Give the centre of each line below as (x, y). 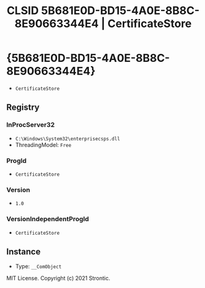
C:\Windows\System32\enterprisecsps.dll (68, 138)
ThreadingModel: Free (43, 145)
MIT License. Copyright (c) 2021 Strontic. (58, 278)
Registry (23, 108)
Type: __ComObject (38, 267)
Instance (24, 252)
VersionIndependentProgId (48, 219)
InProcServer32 (31, 125)
